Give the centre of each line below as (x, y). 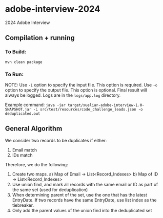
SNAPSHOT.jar (18, 109)
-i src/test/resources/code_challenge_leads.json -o (88, 109)
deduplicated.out (23, 113)
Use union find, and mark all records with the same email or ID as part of (85, 184)
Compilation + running (40, 38)
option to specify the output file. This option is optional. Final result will (76, 90)
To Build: (16, 52)
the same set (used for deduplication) (50, 190)
